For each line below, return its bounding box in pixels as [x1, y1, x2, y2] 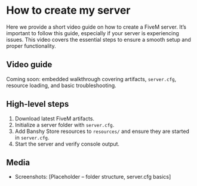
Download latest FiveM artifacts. [14, 114, 94, 122]
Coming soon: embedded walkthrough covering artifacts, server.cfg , [6, 75, 177, 82]
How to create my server [6, 4, 131, 17]
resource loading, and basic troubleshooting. [6, 82, 116, 89]
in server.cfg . [14, 134, 50, 141]
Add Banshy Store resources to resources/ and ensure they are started [14, 128, 190, 135]
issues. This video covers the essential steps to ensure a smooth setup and [6, 36, 191, 43]
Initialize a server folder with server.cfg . [14, 121, 115, 128]
